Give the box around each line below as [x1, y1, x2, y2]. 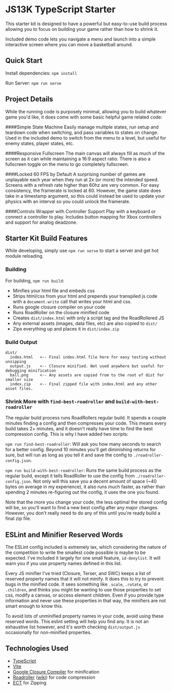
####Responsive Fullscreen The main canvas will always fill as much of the [5, 150, 165, 156]
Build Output [5, 338, 37, 345]
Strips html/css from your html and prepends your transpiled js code [12, 293, 158, 299]
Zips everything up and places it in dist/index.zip [12, 325, 120, 332]
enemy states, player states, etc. [5, 140, 74, 146]
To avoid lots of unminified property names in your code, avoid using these [5, 613, 164, 619]
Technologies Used [5, 644, 68, 653]
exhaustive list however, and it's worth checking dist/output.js [5, 624, 140, 630]
